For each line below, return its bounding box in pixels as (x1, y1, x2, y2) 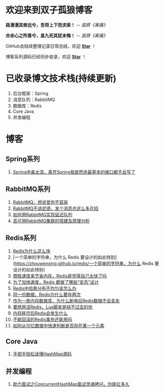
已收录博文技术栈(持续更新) (5, 73, 117, 85)
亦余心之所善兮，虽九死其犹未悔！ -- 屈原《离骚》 (5, 32, 108, 38)
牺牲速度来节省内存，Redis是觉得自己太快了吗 (12, 273, 107, 279)
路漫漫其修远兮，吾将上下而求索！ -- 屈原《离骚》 (5, 22, 108, 28)
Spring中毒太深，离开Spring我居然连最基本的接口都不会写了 (12, 169, 136, 175)
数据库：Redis (12, 102, 42, 108)
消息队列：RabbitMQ (12, 97, 55, 102)
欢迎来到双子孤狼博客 (5, 4, 93, 16)
